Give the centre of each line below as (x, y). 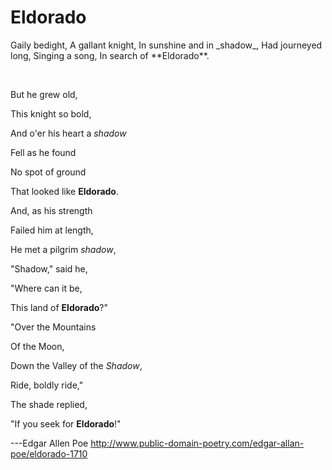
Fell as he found (43, 152)
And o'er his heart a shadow (68, 133)
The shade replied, (49, 404)
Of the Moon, (37, 346)
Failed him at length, (52, 230)
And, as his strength (51, 210)
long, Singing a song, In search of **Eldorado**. (110, 55)
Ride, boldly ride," (47, 385)
